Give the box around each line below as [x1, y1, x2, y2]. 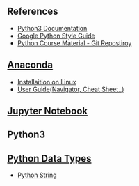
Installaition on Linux [17, 77, 76, 86]
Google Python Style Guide [17, 31, 95, 40]
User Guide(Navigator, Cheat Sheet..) [17, 85, 124, 93]
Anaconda [7, 59, 54, 71]
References [7, 6, 58, 17]
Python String [17, 171, 57, 180]
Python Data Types [7, 153, 92, 164]
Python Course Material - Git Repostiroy [17, 38, 132, 47]
